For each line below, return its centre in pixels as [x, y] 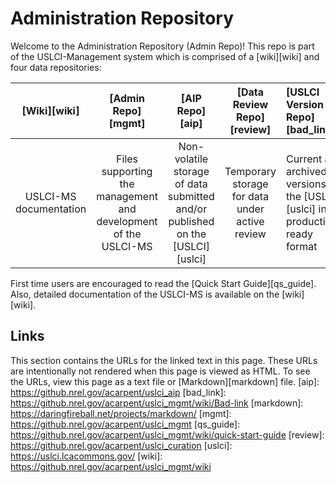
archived [306, 171]
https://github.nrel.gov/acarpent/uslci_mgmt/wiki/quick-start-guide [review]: [167, 434]
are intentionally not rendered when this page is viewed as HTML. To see [160, 371]
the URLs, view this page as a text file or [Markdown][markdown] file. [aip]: [165, 381]
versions [306, 184]
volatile [191, 159]
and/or [191, 209]
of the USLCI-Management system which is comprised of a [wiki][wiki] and [165, 56]
